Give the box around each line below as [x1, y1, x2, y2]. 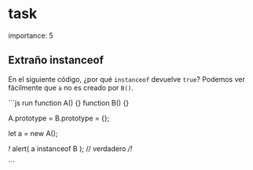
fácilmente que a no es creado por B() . [8, 83, 134, 92]
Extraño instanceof [8, 54, 104, 67]
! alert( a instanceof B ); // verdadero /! [8, 143, 133, 153]
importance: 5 [8, 31, 53, 40]
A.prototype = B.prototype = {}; [8, 113, 110, 123]
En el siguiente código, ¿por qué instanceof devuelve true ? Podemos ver [8, 74, 245, 83]
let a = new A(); [8, 128, 58, 138]
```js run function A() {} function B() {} [8, 98, 130, 107]
